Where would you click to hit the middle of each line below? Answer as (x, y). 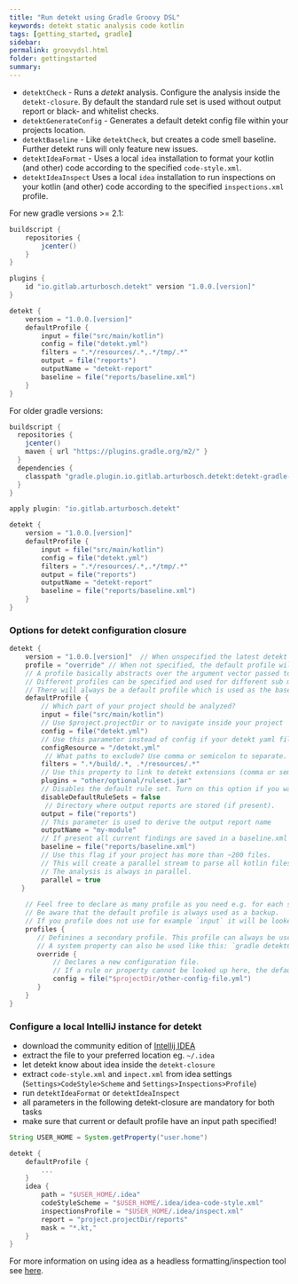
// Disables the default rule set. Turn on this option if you (160, 789)
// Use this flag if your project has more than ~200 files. (157, 855)
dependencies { (45, 468)
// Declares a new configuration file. (126, 963)
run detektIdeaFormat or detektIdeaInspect (101, 1092)
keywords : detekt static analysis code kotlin (97, 26)
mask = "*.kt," (69, 1228)
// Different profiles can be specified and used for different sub (154, 682)
